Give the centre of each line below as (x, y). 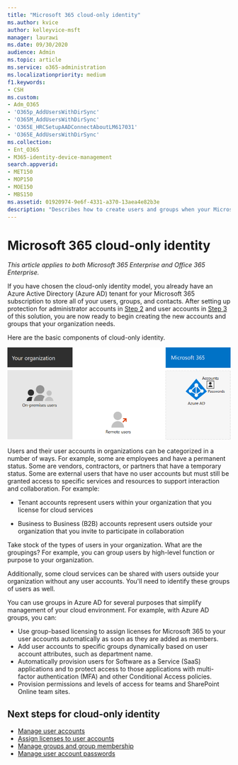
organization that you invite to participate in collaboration (101, 531)
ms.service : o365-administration (57, 67)
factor (26, 676)
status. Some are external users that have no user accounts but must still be (118, 474)
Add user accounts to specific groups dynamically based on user (113, 647)
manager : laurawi (33, 38)
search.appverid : (33, 164)
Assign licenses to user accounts (66, 739)
